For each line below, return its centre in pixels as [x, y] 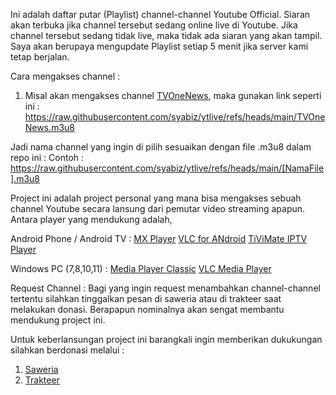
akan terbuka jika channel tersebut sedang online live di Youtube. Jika [154, 25]
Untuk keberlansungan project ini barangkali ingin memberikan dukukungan [166, 339]
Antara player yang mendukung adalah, [91, 219]
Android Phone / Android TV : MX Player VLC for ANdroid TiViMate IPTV [159, 238]
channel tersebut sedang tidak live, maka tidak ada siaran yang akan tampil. [166, 35]
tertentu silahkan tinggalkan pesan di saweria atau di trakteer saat [146, 298]
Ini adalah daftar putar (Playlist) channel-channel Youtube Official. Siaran [160, 14]
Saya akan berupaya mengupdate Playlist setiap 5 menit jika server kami [159, 46]
